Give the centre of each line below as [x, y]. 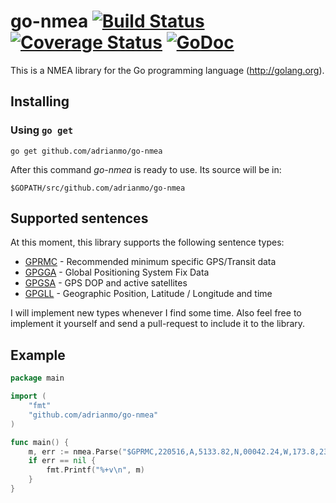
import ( [28, 396]
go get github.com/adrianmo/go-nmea [86, 151]
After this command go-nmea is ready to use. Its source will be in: [146, 169]
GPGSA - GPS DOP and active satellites [106, 283]
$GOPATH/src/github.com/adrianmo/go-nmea [98, 188]
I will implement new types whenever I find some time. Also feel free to [156, 313]
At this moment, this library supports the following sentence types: [147, 242]
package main [37, 378]
